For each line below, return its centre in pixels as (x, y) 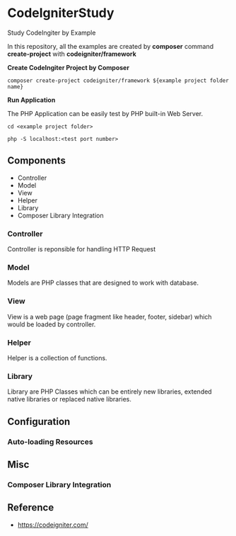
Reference (31, 508)
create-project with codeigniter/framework (72, 54)
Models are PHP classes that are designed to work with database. (103, 283)
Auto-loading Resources (50, 442)
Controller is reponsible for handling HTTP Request (82, 249)
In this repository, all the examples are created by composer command (111, 46)
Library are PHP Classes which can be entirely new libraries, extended (110, 392)
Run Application (31, 100)
